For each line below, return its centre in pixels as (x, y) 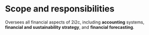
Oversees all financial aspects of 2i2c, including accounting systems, (75, 22)
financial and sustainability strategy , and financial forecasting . (70, 27)
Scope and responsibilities (60, 9)
